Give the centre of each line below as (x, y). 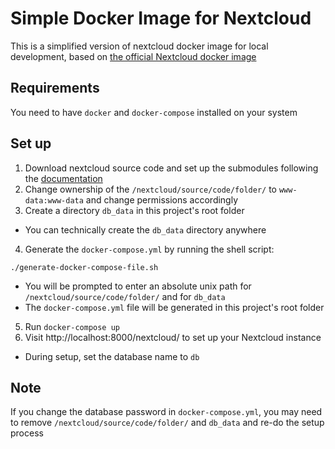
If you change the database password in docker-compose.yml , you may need (166, 412)
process (27, 433)
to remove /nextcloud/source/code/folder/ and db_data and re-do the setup (167, 423)
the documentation (63, 178)
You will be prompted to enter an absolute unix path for (138, 286)
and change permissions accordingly (162, 199)
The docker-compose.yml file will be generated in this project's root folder (174, 307)
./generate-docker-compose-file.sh (84, 267)
